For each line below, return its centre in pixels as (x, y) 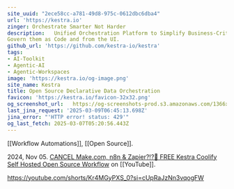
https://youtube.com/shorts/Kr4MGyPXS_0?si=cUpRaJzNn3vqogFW (106, 177)
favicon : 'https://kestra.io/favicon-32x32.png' (79, 98)
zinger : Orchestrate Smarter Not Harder (67, 26)
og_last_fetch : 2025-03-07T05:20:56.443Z (68, 123)
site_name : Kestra (34, 85)
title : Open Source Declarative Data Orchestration (84, 91)
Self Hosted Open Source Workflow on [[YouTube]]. (81, 164)
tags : (15, 53)
